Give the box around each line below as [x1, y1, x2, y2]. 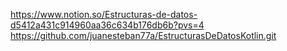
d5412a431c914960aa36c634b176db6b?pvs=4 [10, 19, 205, 31]
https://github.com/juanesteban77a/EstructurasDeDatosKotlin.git [10, 30, 277, 41]
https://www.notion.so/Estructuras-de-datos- [10, 9, 198, 20]
